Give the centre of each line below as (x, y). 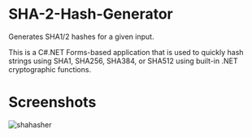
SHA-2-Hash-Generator (91, 14)
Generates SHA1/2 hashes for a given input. (81, 36)
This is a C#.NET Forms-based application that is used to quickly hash (126, 52)
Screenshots (52, 103)
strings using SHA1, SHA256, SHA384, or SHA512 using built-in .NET (123, 61)
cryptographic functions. (50, 69)
